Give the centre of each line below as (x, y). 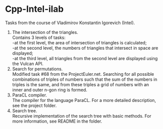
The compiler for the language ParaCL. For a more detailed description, (84, 100)
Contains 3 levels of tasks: (39, 37)
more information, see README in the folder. (57, 121)
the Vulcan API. (28, 64)
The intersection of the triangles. (45, 32)
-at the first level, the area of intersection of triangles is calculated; (79, 42)
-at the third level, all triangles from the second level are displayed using (85, 58)
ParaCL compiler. (30, 95)
